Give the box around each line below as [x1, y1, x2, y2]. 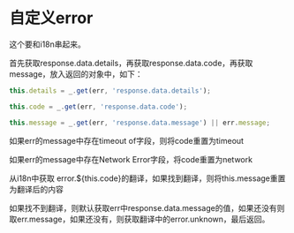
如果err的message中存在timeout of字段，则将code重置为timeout [9, 135, 245, 146]
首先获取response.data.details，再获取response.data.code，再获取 [9, 57, 253, 68]
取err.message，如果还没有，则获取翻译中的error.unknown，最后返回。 [9, 214, 270, 224]
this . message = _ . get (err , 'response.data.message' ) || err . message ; [9, 118, 271, 127]
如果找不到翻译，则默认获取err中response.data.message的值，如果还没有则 [9, 202, 285, 213]
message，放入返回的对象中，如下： [9, 68, 143, 79]
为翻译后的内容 [9, 184, 64, 194]
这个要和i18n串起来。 [9, 39, 87, 49]
